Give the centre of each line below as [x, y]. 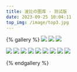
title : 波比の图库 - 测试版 [36, 11]
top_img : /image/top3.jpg [37, 22]
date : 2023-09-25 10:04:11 [39, 17]
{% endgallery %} [28, 63]
